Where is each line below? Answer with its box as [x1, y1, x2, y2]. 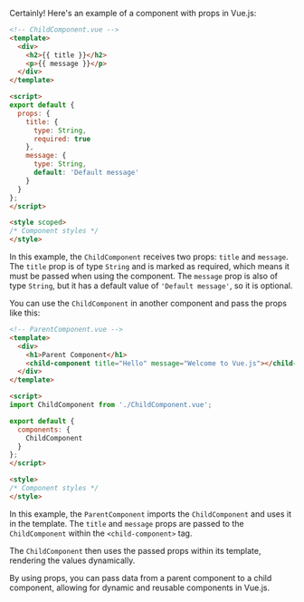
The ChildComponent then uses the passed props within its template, [9, 545, 261, 556]
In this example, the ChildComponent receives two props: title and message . [9, 251, 290, 262]
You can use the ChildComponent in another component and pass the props [9, 298, 288, 308]
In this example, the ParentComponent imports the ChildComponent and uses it [9, 508, 292, 519]
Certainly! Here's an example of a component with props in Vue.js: [9, 8, 257, 18]
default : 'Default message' [33, 168, 140, 177]
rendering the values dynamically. [9, 555, 136, 566]
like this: [9, 307, 41, 318]
